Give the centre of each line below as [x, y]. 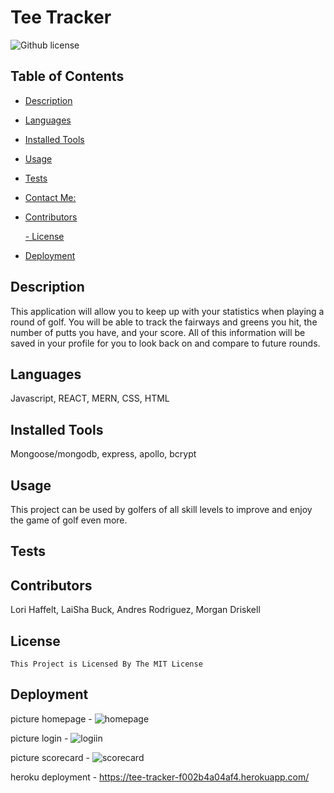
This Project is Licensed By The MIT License [106, 664]
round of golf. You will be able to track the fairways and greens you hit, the [164, 322]
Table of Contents [67, 76]
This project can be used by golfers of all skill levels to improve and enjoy [161, 509]
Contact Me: [50, 197]
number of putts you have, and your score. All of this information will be [158, 332]
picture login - [39, 738]
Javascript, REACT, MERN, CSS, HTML [90, 398]
